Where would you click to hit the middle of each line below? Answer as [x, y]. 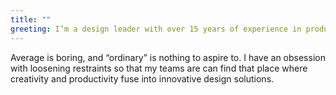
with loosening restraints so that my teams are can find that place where [159, 68]
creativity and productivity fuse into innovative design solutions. [142, 78]
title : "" [31, 19]
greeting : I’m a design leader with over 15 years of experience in [156, 29]
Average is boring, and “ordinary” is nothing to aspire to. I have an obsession [168, 57]
